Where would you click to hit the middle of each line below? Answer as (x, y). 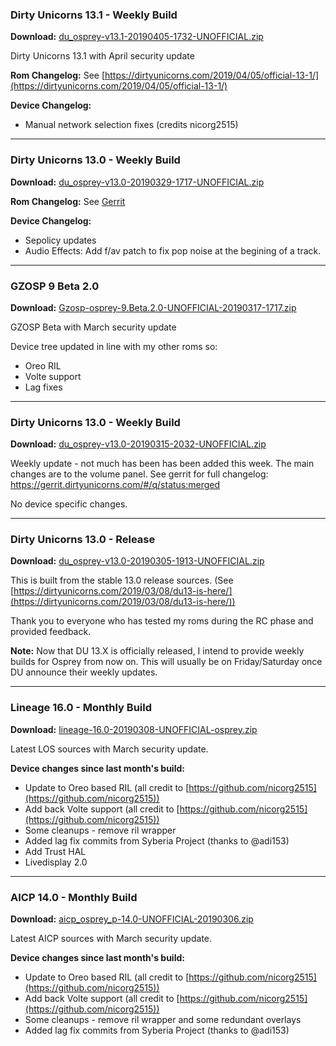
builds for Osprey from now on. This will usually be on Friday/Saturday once (166, 662)
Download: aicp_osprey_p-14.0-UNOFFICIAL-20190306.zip (132, 919)
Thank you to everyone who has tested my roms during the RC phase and (162, 621)
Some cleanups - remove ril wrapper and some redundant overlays (163, 1020)
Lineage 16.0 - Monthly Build (81, 708)
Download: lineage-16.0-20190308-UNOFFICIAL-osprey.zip (134, 729)
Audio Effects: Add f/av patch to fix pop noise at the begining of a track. (173, 250)
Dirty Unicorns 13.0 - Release (83, 540)
